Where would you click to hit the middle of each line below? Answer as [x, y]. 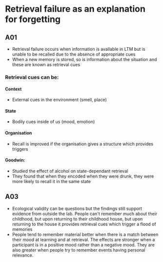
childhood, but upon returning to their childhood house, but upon [77, 219]
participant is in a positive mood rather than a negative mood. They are [83, 244]
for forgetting [33, 19]
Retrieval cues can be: [32, 77]
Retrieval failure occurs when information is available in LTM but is [79, 49]
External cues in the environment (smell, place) [60, 100]
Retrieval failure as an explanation [75, 9]
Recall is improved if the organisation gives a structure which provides [83, 144]
